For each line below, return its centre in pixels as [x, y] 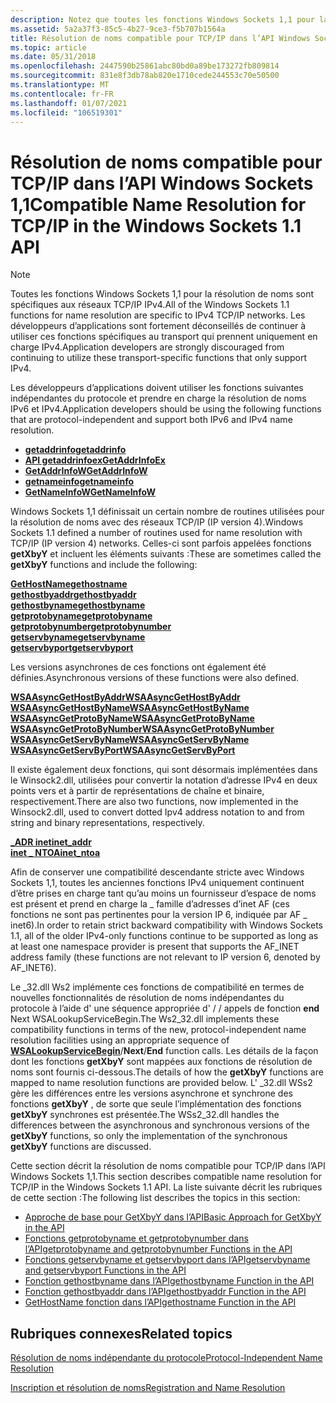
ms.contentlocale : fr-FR [62, 94]
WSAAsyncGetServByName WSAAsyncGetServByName [130, 740]
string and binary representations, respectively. [107, 823]
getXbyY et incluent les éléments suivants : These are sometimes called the [166, 554]
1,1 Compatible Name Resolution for [158, 204]
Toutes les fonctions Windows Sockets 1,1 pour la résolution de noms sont [162, 294]
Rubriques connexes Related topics [121, 1333]
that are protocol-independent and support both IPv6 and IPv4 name [151, 420]
